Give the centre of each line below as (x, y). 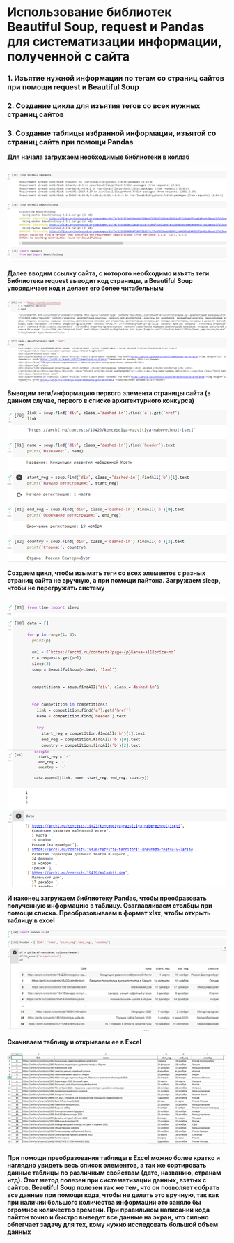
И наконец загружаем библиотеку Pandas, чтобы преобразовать (107, 898)
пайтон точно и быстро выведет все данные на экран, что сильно (108, 1217)
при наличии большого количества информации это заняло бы (104, 1202)
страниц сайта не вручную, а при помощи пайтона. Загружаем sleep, (114, 581)
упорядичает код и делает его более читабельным (85, 288)
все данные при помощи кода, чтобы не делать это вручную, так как (113, 1195)
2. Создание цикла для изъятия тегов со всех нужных (104, 106)
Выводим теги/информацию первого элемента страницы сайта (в (109, 393)
